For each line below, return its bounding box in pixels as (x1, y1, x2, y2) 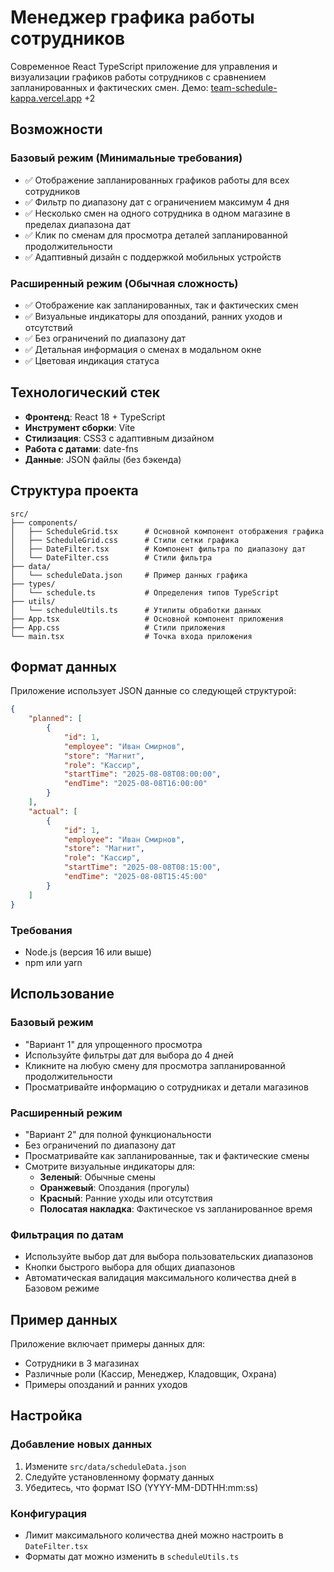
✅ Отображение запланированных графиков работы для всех (24, 174, 290, 186)
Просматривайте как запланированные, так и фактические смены (24, 1149, 310, 1161)
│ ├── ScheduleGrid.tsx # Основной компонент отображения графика (10, 526, 325, 536)
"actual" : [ (28, 806, 78, 816)
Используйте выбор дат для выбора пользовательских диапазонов (24, 1251, 314, 1263)
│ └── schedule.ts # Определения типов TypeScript (10, 587, 280, 598)
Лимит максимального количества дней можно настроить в (24, 1529, 284, 1541)
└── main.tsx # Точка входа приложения (10, 631, 253, 641)
